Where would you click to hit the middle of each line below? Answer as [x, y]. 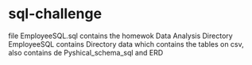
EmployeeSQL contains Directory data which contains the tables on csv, [126, 44]
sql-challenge [55, 14]
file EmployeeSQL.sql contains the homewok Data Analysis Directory [120, 36]
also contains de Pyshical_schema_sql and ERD [86, 52]
